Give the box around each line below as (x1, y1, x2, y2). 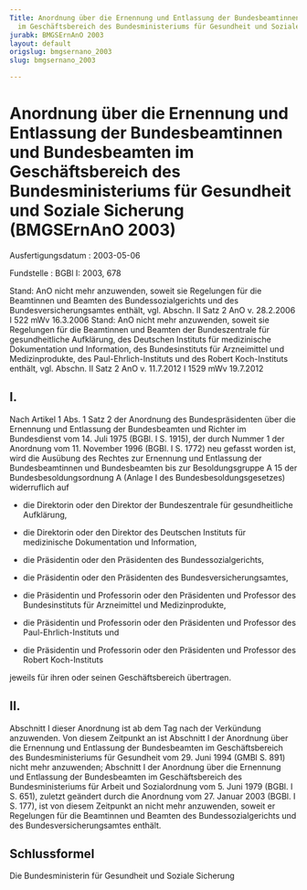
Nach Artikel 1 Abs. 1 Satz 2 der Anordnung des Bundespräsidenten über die (9, 413, 296, 425)
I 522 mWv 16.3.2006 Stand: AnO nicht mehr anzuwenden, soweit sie (9, 314, 270, 325)
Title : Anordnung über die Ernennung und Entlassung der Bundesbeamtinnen (9, 13, 301, 23)
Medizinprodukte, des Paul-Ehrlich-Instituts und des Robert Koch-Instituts (9, 353, 289, 364)
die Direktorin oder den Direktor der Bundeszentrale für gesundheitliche (22, 499, 294, 510)
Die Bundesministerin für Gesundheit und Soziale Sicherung (9, 870, 235, 882)
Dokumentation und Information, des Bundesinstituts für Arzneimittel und (9, 344, 285, 355)
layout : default (9, 38, 71, 48)
